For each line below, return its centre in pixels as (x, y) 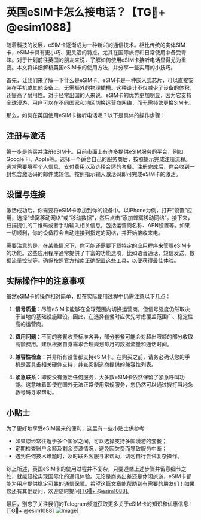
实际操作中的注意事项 (45, 281)
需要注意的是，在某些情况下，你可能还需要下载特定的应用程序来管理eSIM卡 (99, 245)
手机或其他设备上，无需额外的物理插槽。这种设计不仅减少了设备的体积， (106, 87)
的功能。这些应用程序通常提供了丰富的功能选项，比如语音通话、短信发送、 (98, 253)
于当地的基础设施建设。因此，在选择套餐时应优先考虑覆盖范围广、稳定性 (104, 317)
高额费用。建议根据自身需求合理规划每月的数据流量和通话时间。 (93, 344)
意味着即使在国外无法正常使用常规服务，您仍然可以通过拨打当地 (109, 385)
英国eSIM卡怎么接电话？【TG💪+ (86, 12)
